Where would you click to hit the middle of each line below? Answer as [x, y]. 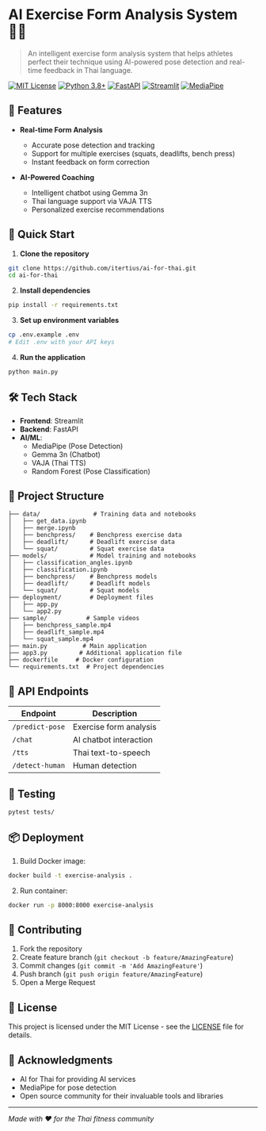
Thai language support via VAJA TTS [92, 201]
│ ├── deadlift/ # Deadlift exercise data [92, 542]
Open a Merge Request [57, 983]
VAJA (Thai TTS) [59, 462]
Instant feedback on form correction [91, 162]
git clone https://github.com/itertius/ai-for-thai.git [102, 268]
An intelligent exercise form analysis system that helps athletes [130, 53]
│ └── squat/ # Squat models [74, 591]
